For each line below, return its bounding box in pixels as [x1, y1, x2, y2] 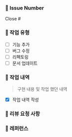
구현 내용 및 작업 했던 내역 [17, 86, 68, 92]
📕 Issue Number [5, 4, 44, 11]
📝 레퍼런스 [5, 125, 29, 132]
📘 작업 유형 [5, 29, 30, 36]
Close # [5, 16, 21, 22]
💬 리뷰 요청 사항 [5, 111, 40, 118]
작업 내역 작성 [12, 97, 39, 103]
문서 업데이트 [12, 60, 38, 66]
